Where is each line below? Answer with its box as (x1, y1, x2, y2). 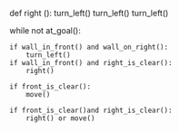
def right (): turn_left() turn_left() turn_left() (9, 8, 169, 18)
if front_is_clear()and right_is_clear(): (9, 106, 173, 115)
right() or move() (25, 114, 95, 123)
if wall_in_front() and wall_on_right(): (9, 42, 169, 52)
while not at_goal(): (9, 25, 82, 35)
